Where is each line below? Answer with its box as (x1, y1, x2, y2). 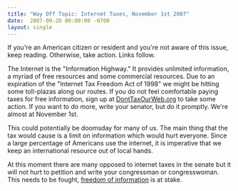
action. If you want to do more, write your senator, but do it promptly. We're (7, 103, 229, 111)
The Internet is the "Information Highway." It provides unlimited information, (7, 65, 229, 73)
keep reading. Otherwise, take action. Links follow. (7, 51, 155, 59)
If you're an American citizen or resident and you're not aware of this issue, (7, 43, 229, 52)
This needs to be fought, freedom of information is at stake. (7, 175, 182, 184)
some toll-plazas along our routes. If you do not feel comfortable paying (7, 87, 219, 96)
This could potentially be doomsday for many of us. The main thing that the (7, 124, 228, 133)
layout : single (7, 24, 53, 31)
